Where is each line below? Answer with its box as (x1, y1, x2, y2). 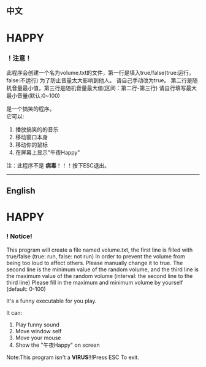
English (6, 186, 36, 196)
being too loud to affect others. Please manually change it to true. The (6, 259, 183, 266)
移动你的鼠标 (15, 141, 48, 149)
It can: (6, 309, 23, 316)
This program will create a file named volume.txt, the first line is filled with (6, 246, 193, 253)
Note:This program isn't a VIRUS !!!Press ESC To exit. (6, 353, 139, 361)
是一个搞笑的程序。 (6, 105, 55, 112)
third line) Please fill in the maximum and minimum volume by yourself (6, 279, 183, 286)
